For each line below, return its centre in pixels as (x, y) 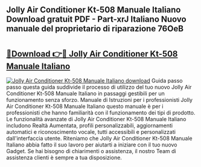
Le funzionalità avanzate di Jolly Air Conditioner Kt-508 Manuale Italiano (96, 119)
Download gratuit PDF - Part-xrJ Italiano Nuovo (96, 20)
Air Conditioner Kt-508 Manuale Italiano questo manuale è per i (85, 106)
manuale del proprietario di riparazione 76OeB (95, 29)
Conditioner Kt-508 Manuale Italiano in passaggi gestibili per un (85, 93)
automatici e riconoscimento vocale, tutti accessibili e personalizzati (91, 132)
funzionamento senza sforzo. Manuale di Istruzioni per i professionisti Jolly (100, 100)
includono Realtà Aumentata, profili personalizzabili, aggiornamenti (90, 125)
